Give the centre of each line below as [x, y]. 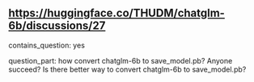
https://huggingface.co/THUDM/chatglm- [116, 13]
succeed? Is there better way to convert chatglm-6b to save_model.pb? [127, 69]
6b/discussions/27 [57, 26]
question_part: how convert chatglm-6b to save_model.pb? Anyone [121, 60]
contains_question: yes [47, 45]
